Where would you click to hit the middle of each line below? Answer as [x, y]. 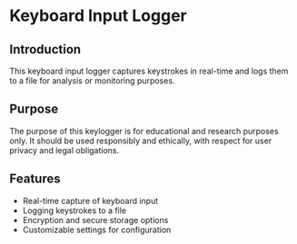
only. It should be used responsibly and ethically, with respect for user [141, 141]
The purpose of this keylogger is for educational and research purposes [144, 131]
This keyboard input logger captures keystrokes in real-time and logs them [149, 71]
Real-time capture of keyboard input [90, 200]
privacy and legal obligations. [64, 150]
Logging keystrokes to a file [74, 210]
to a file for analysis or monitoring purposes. [92, 81]
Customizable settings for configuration [97, 229]
